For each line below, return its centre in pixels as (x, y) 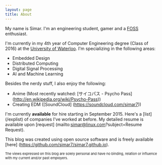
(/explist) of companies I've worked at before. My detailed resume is (74, 119)
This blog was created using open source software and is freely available (79, 139)
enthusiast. (16, 34)
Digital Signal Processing (37, 68)
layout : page (18, 10)
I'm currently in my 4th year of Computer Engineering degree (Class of (77, 43)
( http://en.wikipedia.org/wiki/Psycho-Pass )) (56, 99)
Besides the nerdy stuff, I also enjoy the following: (56, 83)
